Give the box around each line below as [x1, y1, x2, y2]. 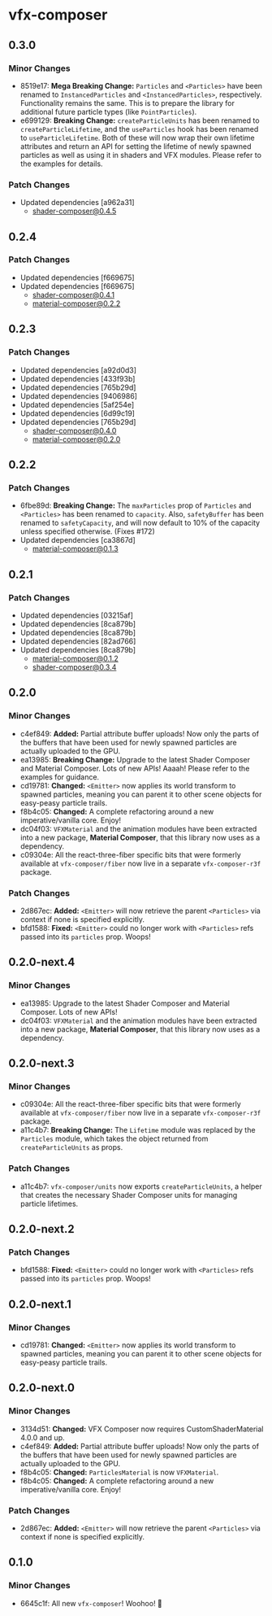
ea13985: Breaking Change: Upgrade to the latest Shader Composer [19, 754, 250, 764]
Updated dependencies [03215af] [19, 610, 134, 620]
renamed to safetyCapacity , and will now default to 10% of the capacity [19, 518, 261, 528]
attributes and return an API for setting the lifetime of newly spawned [19, 141, 252, 151]
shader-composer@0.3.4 [32, 662, 117, 672]
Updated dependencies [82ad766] [19, 636, 136, 646]
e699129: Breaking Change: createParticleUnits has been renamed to [19, 116, 260, 125]
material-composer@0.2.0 [32, 434, 121, 444]
